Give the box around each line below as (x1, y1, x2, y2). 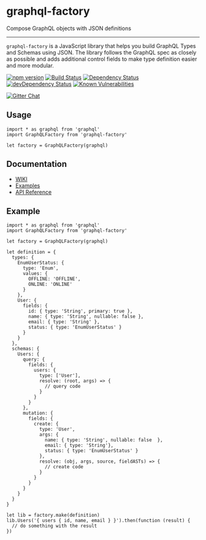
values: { (22, 271, 48, 277)
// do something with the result (12, 523, 97, 529)
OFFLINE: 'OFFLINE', (28, 276, 81, 282)
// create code (45, 464, 84, 470)
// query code (45, 384, 81, 390)
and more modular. (6, 61, 54, 69)
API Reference (15, 188, 52, 196)
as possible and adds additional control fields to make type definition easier (6, 55, 197, 63)
